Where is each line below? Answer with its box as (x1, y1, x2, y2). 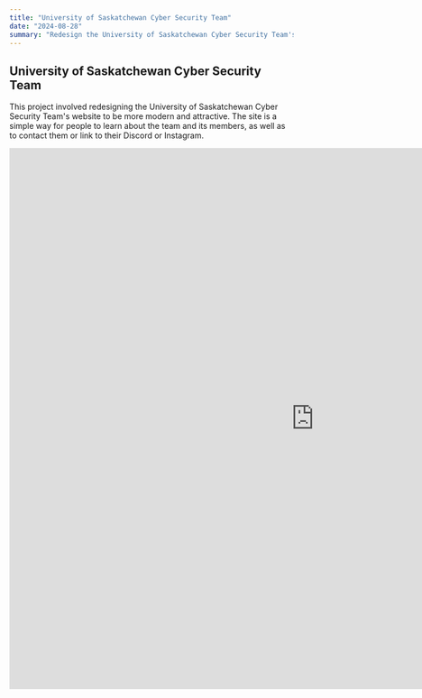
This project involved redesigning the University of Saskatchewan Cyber (9, 101, 279, 113)
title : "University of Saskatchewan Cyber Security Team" (9, 13, 232, 23)
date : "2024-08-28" (9, 22, 83, 31)
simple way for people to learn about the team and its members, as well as (9, 121, 286, 132)
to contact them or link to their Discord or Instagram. (9, 130, 205, 141)
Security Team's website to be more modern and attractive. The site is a (9, 111, 278, 122)
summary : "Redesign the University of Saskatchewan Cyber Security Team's (9, 30, 297, 39)
